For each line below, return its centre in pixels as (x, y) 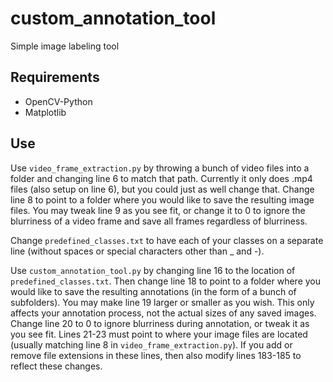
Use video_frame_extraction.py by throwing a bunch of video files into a (160, 168)
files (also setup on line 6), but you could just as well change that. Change (162, 189)
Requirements (55, 77)
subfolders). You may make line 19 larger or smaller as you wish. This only (162, 302)
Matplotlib (45, 112)
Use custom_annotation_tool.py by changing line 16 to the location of (153, 270)
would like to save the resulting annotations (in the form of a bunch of (153, 291)
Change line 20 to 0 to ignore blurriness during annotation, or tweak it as (160, 323)
